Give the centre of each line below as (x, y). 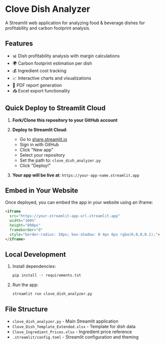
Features (19, 44)
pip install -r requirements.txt (47, 275)
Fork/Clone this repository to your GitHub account (65, 120)
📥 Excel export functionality (41, 90)
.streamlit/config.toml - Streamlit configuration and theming (75, 337)
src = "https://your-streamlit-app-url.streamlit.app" (65, 216)
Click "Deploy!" (35, 165)
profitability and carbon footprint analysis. (48, 28)
